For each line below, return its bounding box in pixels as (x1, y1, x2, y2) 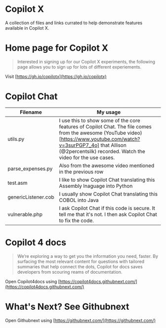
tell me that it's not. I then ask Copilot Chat (59, 211, 157, 218)
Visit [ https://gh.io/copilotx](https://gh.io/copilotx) (5, 73, 107, 80)
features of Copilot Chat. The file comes (59, 123, 152, 130)
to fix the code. (59, 217, 94, 224)
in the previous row (59, 168, 104, 175)
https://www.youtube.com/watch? (61, 135, 140, 142)
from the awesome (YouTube (59, 129, 126, 136)
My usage (96, 109, 121, 116)
